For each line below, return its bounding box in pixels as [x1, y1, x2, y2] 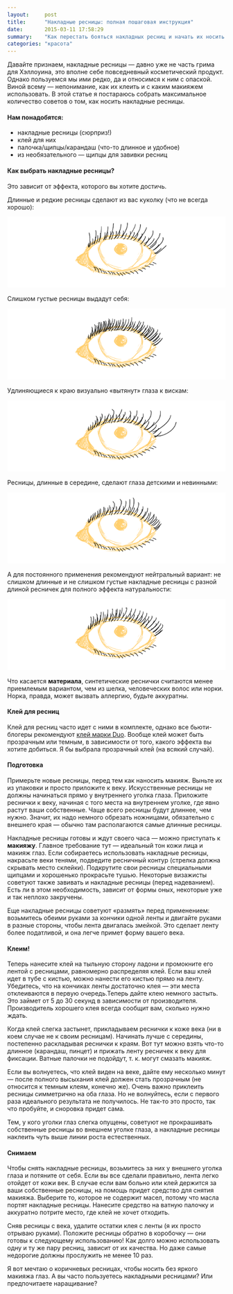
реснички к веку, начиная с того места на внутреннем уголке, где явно [7, 798, 220, 806]
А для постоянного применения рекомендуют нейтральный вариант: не [7, 570, 221, 579]
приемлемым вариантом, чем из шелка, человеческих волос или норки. [7, 684, 224, 692]
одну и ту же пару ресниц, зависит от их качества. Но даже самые [7, 1244, 207, 1252]
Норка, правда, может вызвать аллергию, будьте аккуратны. [7, 691, 189, 700]
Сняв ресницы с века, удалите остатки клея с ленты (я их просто [7, 1222, 201, 1230]
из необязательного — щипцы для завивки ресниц [17, 151, 168, 159]
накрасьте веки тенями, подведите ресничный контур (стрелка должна [7, 855, 221, 864]
